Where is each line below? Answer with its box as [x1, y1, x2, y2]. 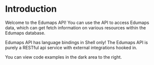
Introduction [5, 3, 57, 15]
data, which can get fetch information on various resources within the [5, 24, 146, 30]
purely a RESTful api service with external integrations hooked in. [5, 44, 138, 50]
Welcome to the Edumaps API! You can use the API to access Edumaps [5, 20, 149, 25]
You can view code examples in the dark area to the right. [5, 54, 122, 60]
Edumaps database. [5, 30, 46, 36]
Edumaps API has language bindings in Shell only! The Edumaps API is [5, 39, 148, 45]
